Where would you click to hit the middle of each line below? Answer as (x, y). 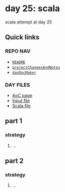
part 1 (14, 121)
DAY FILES (17, 85)
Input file (21, 100)
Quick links (22, 37)
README (19, 62)
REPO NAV (18, 51)
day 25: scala (32, 9)
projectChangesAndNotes (36, 67)
